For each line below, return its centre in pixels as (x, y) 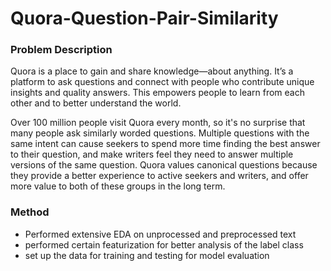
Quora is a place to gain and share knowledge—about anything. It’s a (152, 71)
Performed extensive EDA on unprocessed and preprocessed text (160, 234)
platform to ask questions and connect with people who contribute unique (162, 82)
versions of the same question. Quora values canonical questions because (164, 165)
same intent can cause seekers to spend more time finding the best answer (165, 144)
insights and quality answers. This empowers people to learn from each (157, 93)
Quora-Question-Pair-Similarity (144, 18)
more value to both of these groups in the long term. (118, 186)
